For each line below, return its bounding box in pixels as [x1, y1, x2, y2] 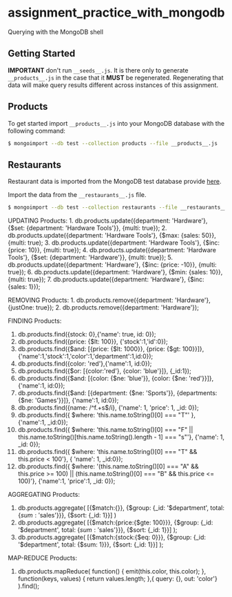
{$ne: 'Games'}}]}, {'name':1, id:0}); [17, 396, 119, 405]
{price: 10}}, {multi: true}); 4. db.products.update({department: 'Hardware [8, 246, 216, 254]
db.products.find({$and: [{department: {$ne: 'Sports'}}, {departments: [17, 389, 218, 397]
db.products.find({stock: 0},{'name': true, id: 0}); [17, 330, 156, 339]
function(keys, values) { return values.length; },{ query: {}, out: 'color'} [17, 575, 218, 583]
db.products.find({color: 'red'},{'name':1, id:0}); [17, 359, 152, 368]
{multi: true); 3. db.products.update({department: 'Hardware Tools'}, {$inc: [8, 238, 220, 247]
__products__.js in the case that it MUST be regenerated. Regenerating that [8, 73, 224, 82]
